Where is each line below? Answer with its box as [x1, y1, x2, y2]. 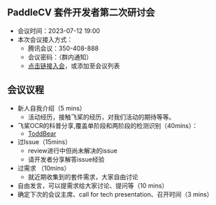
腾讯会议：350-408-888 [27, 44, 99, 52]
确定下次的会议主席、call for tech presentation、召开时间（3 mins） [17, 190, 213, 198]
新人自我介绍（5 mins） [17, 104, 86, 112]
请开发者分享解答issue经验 [27, 155, 105, 163]
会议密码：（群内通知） [27, 52, 93, 61]
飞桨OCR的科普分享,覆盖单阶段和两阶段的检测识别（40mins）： [17, 121, 198, 129]
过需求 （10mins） [17, 164, 71, 172]
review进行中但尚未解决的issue [27, 146, 117, 155]
